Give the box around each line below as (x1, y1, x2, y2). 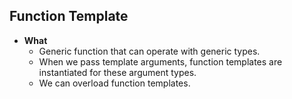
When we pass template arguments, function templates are (38, 55, 283, 68)
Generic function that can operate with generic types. (38, 45, 261, 57)
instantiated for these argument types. (38, 66, 197, 78)
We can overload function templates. (38, 77, 191, 89)
